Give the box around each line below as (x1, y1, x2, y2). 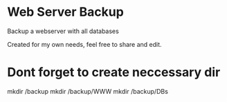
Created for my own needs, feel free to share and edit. (7, 40, 162, 48)
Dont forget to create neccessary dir (7, 65, 221, 80)
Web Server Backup (7, 4, 125, 20)
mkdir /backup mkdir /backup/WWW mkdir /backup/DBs (7, 87, 168, 95)
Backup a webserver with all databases (7, 27, 119, 35)
